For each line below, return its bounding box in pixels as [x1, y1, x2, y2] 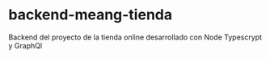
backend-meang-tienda [8, 6, 172, 24]
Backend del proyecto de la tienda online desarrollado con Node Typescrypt [8, 32, 263, 42]
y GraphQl [8, 40, 43, 50]
